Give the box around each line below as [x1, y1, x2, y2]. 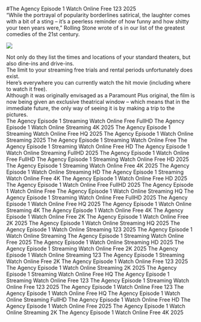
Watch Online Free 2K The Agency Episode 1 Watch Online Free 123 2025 [6, 258, 188, 265]
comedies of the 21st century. [6, 31, 80, 38]
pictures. [6, 111, 28, 118]
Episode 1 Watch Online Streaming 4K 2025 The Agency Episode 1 [6, 124, 171, 131]
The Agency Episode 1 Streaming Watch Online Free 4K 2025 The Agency [6, 162, 190, 169]
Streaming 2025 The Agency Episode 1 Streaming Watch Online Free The [6, 136, 188, 144]
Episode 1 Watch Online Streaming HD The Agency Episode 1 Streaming [6, 168, 184, 175]
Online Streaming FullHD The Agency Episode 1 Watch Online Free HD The [6, 296, 191, 303]
